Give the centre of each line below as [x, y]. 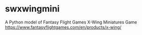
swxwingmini [32, 9]
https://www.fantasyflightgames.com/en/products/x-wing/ [63, 27]
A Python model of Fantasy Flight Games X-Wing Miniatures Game [71, 22]
